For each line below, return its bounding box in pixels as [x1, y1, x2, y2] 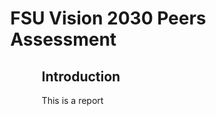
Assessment [10, 28, 117, 51]
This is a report [41, 95, 104, 106]
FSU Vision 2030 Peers [10, 7, 207, 30]
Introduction [41, 68, 121, 85]
